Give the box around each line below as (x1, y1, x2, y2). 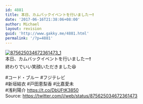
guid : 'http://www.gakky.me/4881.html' (5, 31, 89, 36)
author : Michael (5, 21, 39, 27)
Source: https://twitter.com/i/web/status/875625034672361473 (5, 92, 138, 99)
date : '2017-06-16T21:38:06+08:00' (5, 17, 80, 22)
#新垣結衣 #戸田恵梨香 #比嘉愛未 (5, 81, 74, 87)
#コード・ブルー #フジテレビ (5, 74, 66, 80)
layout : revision (5, 26, 42, 31)
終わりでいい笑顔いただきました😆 (5, 63, 77, 70)
